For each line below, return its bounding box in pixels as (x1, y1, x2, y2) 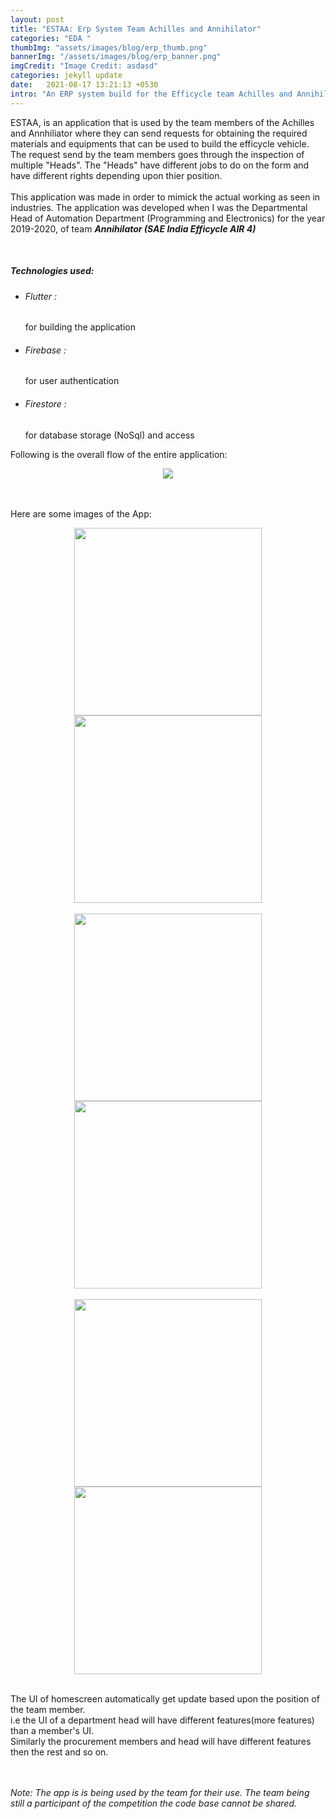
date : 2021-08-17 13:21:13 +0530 (10, 80, 159, 90)
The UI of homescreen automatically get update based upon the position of (10, 1692, 320, 1705)
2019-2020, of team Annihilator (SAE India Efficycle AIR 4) (10, 222, 257, 235)
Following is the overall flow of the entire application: (10, 448, 228, 460)
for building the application (24, 321, 136, 333)
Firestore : (24, 398, 67, 410)
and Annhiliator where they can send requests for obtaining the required (10, 127, 308, 139)
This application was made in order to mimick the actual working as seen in (10, 191, 321, 203)
